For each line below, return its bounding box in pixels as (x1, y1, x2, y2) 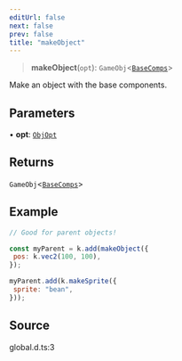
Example (9, 204, 59, 219)
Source (9, 318, 51, 333)
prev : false (9, 29, 53, 38)
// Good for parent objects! (9, 228, 117, 237)
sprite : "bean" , (12, 285, 74, 294)
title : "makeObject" (9, 37, 86, 47)
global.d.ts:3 (9, 341, 55, 352)
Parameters (9, 105, 75, 120)
